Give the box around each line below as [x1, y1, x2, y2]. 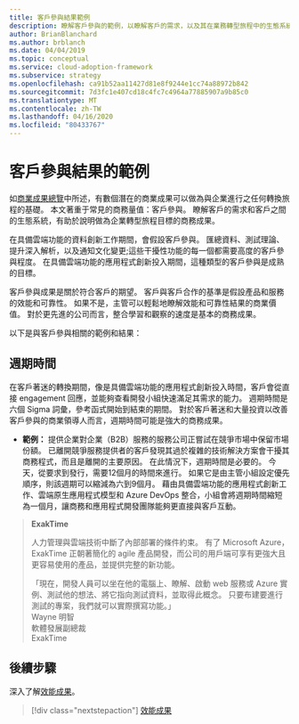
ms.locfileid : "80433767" [9, 121, 105, 130]
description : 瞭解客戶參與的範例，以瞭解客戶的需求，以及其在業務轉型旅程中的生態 [9, 21, 280, 30]
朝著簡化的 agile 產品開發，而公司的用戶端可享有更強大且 [77, 548, 287, 558]
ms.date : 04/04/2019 [9, 46, 86, 55]
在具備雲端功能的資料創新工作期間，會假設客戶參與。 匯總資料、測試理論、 [9, 233, 285, 245]
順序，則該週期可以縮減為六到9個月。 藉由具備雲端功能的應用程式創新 [21, 478, 279, 489]
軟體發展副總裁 [30, 622, 86, 633]
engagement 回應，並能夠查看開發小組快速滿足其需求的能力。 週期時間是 [19, 393, 288, 403]
